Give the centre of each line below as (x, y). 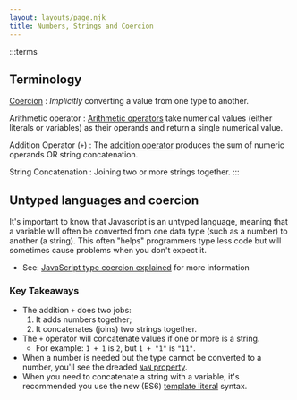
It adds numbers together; (84, 319)
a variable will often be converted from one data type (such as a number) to (148, 231)
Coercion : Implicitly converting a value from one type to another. (129, 101)
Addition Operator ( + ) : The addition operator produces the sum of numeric (147, 145)
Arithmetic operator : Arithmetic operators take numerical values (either (141, 118)
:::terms (23, 51)
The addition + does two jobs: (76, 311)
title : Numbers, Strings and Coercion (81, 26)
